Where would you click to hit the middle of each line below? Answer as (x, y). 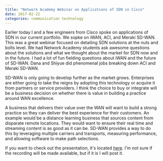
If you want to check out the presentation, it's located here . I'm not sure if (79, 148)
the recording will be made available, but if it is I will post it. (64, 153)
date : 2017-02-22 (23, 14)
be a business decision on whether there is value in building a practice (76, 93)
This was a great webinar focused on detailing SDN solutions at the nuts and (82, 43)
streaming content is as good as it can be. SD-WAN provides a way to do (78, 129)
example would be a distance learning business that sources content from (79, 118)
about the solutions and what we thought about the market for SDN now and (81, 53)
